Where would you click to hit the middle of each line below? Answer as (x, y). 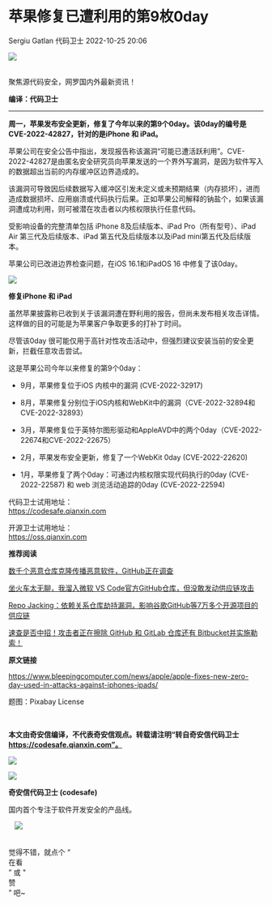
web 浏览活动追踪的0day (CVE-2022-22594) (150, 484)
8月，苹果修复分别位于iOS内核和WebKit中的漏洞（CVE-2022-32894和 (138, 402)
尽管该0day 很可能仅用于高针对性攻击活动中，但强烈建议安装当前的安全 (127, 341)
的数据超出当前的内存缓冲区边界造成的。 (76, 171)
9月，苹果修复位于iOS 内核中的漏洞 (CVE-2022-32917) (112, 385)
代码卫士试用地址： (40, 502)
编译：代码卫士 (33, 99)
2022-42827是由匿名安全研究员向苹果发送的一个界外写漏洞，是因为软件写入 (136, 161)
